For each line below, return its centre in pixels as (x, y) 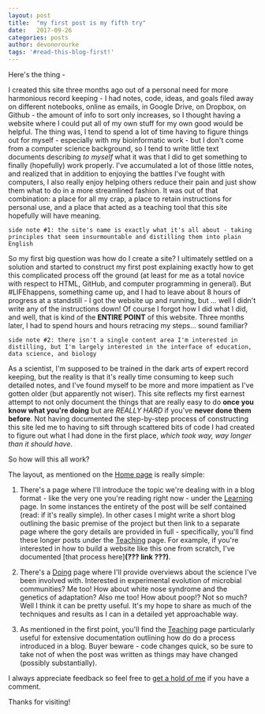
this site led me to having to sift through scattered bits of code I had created (131, 427)
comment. (24, 686)
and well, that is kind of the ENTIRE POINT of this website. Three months (126, 317)
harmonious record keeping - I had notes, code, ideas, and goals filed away (131, 98)
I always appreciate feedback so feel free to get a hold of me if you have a (129, 678)
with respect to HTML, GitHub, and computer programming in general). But (130, 284)
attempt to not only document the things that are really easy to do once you (131, 402)
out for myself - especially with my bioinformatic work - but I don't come (126, 140)
